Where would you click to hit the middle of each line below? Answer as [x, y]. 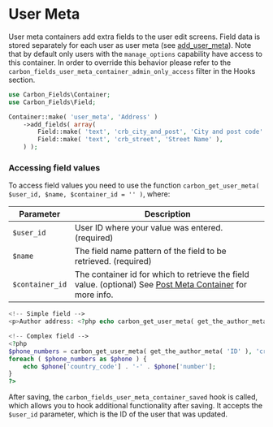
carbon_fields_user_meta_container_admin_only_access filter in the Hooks [132, 71]
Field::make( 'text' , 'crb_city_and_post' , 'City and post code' [151, 132]
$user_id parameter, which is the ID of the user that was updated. [118, 414]
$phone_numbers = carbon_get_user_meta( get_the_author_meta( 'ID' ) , [130, 351]
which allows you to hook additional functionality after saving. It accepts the [135, 406]
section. [22, 80]
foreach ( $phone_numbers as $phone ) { [78, 359]
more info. [94, 295]
